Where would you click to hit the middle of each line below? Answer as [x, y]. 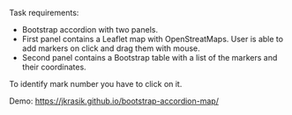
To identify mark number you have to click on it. [96, 84]
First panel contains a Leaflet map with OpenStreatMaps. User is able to [153, 39]
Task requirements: [44, 13]
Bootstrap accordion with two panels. [90, 29]
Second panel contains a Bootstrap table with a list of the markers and [150, 57]
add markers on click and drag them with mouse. [111, 48]
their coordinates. [54, 67]
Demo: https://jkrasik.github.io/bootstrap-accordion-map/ [114, 101]
